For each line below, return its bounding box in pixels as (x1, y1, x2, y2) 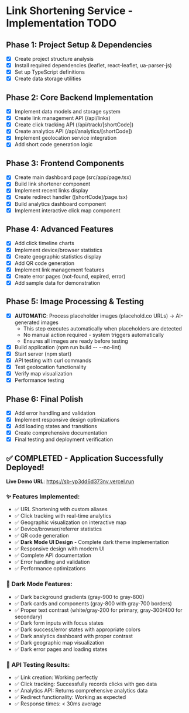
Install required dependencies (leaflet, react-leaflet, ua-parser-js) (14, 62, 172, 69)
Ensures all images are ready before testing (23, 337, 129, 345)
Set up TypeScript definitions (14, 68, 85, 75)
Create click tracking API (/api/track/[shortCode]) (14, 121, 134, 128)
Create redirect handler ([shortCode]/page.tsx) (14, 194, 128, 201)
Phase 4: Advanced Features (6, 224, 114, 235)
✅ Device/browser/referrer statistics (14, 525, 102, 533)
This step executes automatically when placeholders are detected (23, 325, 183, 332)
